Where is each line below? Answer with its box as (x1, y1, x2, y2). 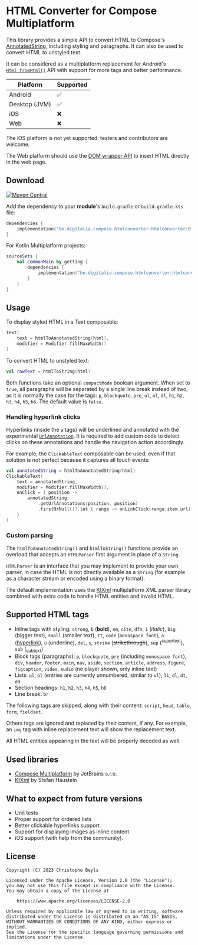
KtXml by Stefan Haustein (14, 777, 77, 784)
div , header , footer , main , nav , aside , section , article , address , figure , (14, 659, 186, 666)
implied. (6, 924, 28, 930)
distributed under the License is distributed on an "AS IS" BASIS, (6, 914, 178, 920)
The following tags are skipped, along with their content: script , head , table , (6, 702, 192, 709)
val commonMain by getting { (16, 259, 88, 265)
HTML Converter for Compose (6, 4, 157, 18)
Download (6, 175, 44, 185)
